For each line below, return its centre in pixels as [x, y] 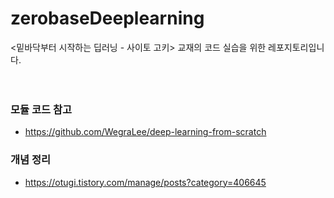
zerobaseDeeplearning [107, 18]
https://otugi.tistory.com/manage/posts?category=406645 [145, 182]
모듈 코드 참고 [41, 109]
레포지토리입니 [296, 47]
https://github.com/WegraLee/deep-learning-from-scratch [145, 132]
